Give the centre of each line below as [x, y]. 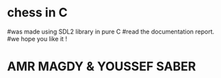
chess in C [37, 13]
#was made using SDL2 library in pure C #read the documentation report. [110, 31]
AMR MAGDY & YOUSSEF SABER [102, 67]
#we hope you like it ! [37, 38]
